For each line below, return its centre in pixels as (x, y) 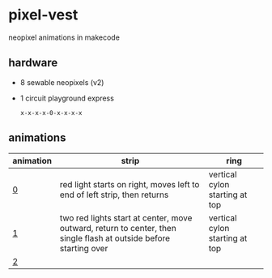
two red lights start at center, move (126, 218)
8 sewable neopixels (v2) (62, 82)
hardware (33, 63)
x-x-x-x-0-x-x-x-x (51, 113)
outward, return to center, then (118, 228)
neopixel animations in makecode (64, 37)
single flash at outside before (115, 238)
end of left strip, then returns (114, 195)
